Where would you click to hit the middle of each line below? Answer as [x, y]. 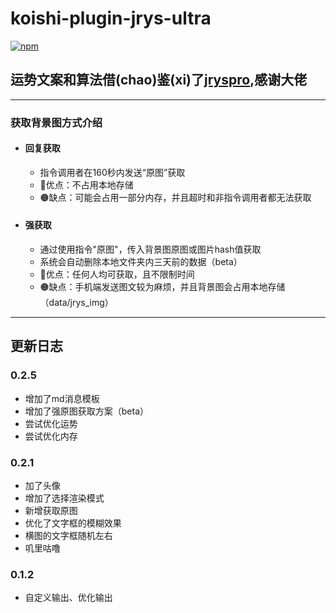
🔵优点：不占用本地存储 [86, 184]
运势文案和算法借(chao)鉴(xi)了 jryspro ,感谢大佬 [159, 80]
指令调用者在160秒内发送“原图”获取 [112, 172]
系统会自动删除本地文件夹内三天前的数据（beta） [141, 262]
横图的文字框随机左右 [68, 536]
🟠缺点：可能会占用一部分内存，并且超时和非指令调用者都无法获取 [175, 197]
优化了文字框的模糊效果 [73, 523]
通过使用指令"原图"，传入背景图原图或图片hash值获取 [150, 249]
